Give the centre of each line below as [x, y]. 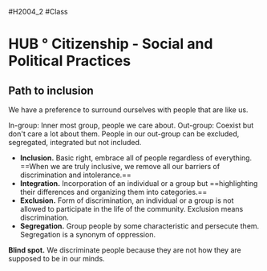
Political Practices [69, 61]
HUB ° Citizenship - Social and [111, 44]
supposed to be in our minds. [57, 259]
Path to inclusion [51, 90]
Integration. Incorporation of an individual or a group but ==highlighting [139, 183]
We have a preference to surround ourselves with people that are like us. [128, 110]
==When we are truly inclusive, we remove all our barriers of [120, 166]
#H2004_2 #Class [38, 12]
